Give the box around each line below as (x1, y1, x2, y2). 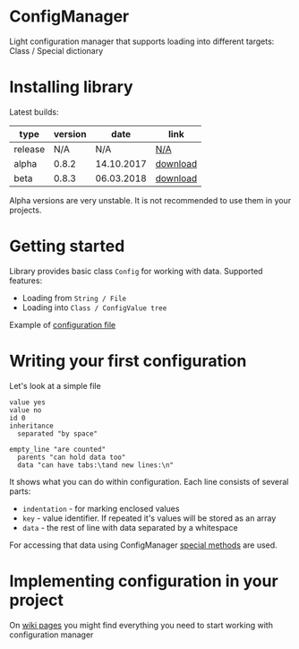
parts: (9, 486, 31, 497)
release (13, 143, 46, 155)
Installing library (9, 77, 133, 98)
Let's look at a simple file (9, 380, 101, 391)
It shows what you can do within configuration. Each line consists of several (9, 476, 289, 487)
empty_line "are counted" (9, 445, 106, 454)
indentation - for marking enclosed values (21, 503, 180, 514)
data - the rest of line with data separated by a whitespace (21, 522, 239, 532)
